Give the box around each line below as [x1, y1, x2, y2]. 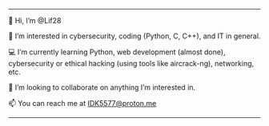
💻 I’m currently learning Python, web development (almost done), [8, 47, 226, 57]
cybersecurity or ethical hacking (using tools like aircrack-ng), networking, [8, 59, 255, 68]
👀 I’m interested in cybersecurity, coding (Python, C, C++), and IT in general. [8, 31, 261, 41]
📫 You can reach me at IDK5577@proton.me [8, 99, 157, 108]
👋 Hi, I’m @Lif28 [8, 16, 62, 25]
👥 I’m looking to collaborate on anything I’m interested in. [8, 83, 196, 92]
